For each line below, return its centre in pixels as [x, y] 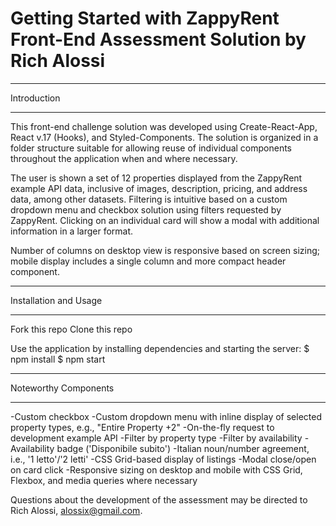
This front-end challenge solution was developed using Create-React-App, [164, 126]
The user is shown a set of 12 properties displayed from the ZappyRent [156, 178]
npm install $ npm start [58, 359]
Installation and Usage [56, 300]
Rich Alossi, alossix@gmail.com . [76, 510]
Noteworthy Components [62, 388]
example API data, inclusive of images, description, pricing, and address [159, 188]
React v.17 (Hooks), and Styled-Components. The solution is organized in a [164, 137]
